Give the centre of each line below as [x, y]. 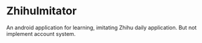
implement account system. [41, 33]
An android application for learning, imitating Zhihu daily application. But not [102, 27]
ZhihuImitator [42, 11]
